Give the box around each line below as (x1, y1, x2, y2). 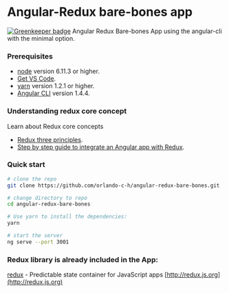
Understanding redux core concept (7, 106, 127, 116)
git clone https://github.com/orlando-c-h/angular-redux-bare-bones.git (7, 182, 220, 189)
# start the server (7, 232, 63, 239)
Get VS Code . (17, 74, 56, 83)
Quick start (7, 160, 46, 170)
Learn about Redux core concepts (7, 122, 104, 130)
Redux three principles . (17, 135, 83, 143)
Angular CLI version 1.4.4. (17, 89, 91, 97)
